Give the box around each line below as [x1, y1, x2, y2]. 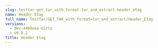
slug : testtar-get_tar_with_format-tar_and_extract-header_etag [5, 7, 142, 12]
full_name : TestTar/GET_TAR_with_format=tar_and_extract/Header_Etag [5, 16, 153, 21]
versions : [5, 21, 26, 26]
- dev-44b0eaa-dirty [9, 26, 52, 31]
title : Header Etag [5, 35, 46, 40]
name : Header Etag [5, 12, 43, 17]
